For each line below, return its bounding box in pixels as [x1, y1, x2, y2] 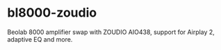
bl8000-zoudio [7, 5, 97, 21]
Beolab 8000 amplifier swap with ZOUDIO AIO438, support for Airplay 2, [7, 28, 215, 36]
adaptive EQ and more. [7, 35, 73, 43]
